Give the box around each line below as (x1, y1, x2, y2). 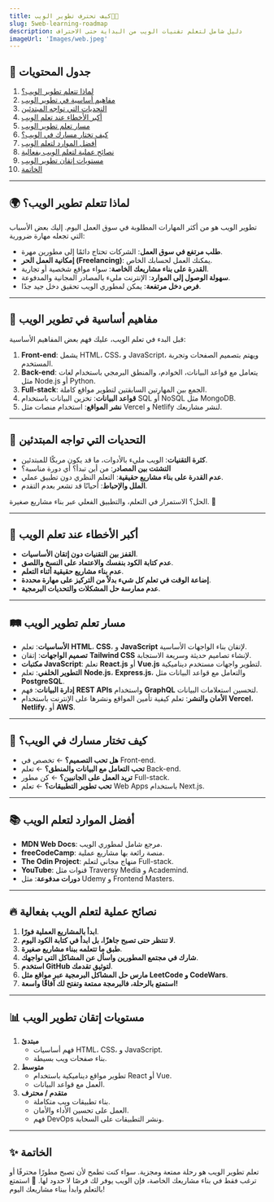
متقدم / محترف (20, 1088, 67, 1098)
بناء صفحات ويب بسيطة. (33, 1054, 107, 1064)
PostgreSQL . (20, 677, 65, 687)
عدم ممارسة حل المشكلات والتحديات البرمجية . (20, 584, 161, 594)
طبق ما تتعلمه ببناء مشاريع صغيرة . (20, 944, 123, 954)
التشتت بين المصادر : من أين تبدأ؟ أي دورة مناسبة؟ (20, 463, 172, 473)
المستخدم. (20, 358, 54, 368)
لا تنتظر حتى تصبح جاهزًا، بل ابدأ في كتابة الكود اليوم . (20, 935, 176, 945)
